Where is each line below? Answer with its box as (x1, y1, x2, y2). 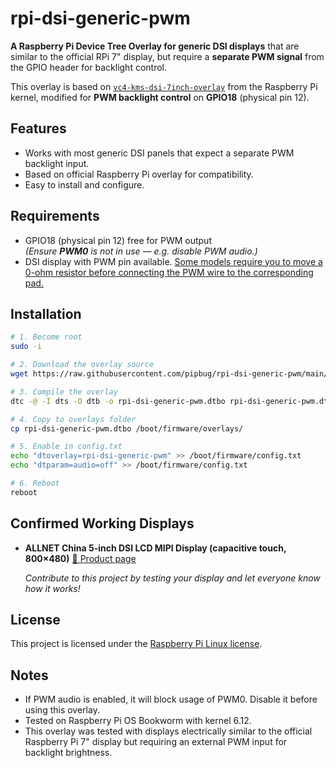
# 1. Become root (10, 332, 83, 342)
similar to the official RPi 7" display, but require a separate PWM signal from (10, 50, 325, 62)
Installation (10, 305, 82, 322)
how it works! (24, 582, 81, 594)
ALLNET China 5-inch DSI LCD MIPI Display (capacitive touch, (24, 542, 287, 554)
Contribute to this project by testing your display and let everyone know (24, 572, 321, 584)
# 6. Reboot (10, 478, 60, 488)
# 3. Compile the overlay (10, 387, 118, 397)
